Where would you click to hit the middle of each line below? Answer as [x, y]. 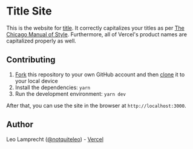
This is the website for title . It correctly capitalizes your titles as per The [95, 28]
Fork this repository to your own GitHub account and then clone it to [100, 74]
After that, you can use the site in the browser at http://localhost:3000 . [96, 105]
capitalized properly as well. [41, 41]
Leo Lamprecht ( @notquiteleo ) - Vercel [55, 139]
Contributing [31, 60]
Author [20, 124]
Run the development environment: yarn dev [70, 94]
